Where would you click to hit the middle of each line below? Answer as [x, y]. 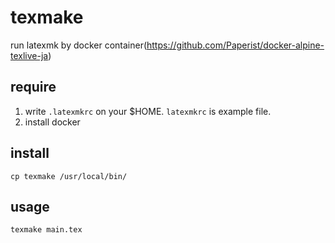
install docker [52, 122]
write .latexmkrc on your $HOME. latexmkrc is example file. [148, 111]
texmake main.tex [46, 230]
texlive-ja [29, 55]
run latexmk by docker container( [79, 45]
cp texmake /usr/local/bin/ [69, 176]
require [33, 87]
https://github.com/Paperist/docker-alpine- [235, 45]
